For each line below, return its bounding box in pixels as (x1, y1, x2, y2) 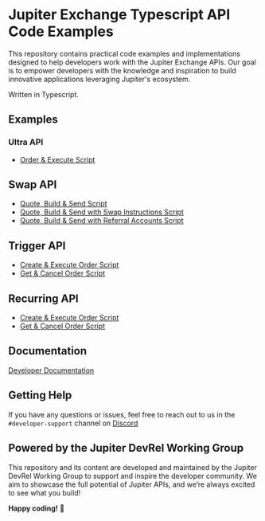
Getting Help (8, 389, 72, 402)
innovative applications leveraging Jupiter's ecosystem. (8, 74, 191, 84)
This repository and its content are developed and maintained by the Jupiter (8, 462, 257, 472)
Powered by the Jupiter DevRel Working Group (8, 441, 244, 455)
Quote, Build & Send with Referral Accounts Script (19, 216, 185, 225)
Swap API (8, 178, 57, 192)
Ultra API (8, 137, 44, 148)
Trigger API (8, 239, 66, 253)
